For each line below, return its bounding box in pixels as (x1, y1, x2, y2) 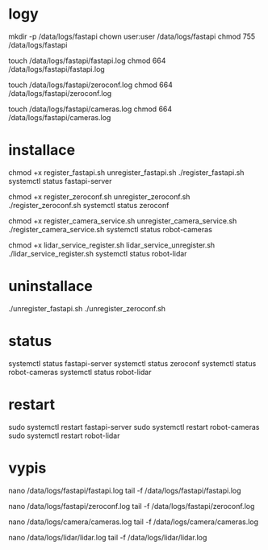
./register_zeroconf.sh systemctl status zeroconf (8, 200, 170, 210)
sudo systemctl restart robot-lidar (8, 431, 120, 440)
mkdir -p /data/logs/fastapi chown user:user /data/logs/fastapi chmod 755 (8, 31, 256, 41)
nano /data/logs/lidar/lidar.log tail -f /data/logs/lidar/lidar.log (8, 532, 207, 542)
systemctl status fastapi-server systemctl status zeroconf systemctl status (8, 358, 257, 368)
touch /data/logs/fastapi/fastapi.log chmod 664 (8, 56, 166, 65)
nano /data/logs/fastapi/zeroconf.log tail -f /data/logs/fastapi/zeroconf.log (8, 501, 255, 510)
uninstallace (8, 277, 93, 295)
